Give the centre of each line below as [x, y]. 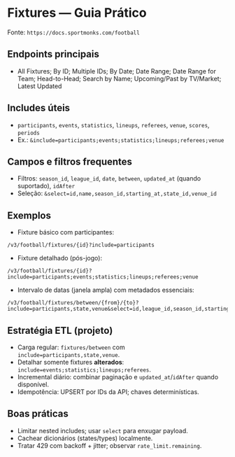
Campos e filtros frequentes [70, 161]
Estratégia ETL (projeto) [60, 330]
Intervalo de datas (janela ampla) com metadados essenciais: [106, 290]
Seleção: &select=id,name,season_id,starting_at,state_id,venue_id [117, 193]
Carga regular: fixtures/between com [71, 347]
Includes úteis [39, 108]
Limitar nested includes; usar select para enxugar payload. [103, 430]
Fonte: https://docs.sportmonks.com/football [73, 32]
